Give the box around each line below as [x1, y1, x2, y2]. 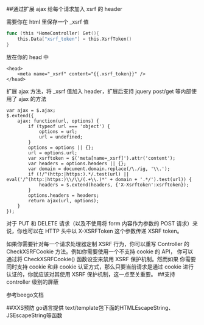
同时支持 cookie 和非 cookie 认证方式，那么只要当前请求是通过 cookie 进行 [6, 263, 194, 270]
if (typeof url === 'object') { [28, 123, 111, 129]
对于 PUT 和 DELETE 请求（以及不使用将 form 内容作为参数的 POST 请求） [6, 219, 193, 227]
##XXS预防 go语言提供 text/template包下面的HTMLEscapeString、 [6, 304, 174, 311]
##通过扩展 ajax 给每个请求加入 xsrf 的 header [6, 5, 123, 12]
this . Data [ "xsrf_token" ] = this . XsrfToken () [17, 36, 132, 42]
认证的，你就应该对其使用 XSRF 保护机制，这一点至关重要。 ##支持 [6, 270, 175, 278]
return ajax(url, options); [28, 197, 99, 204]
